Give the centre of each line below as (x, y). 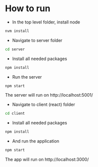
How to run (28, 9)
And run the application (36, 141)
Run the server (27, 77)
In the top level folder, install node (46, 22)
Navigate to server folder (37, 40)
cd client (15, 114)
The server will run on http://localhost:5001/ (49, 95)
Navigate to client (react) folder (44, 104)
